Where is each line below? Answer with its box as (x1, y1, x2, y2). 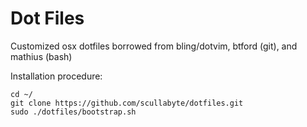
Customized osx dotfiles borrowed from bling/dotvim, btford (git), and (10, 40, 298, 52)
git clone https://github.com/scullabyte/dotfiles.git (10, 98, 244, 108)
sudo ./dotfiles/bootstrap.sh (10, 107, 137, 117)
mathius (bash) (10, 50, 73, 62)
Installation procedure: (10, 70, 103, 82)
